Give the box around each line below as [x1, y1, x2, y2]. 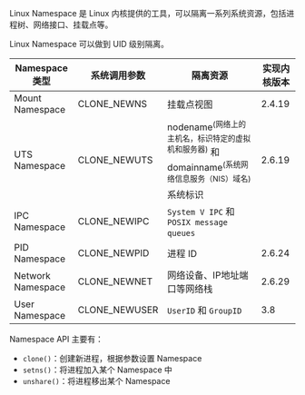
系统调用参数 [90, 69, 146, 82]
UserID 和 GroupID [167, 304, 242, 317]
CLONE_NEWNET [77, 275, 153, 288]
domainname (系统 [167, 159, 241, 173]
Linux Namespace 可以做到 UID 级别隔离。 [9, 39, 170, 49]
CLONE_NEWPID [77, 247, 150, 260]
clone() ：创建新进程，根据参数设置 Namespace [22, 353, 202, 364]
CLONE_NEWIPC [77, 215, 150, 228]
